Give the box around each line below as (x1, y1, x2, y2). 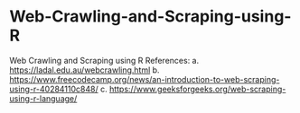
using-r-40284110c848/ (9, 83, 98, 94)
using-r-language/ (9, 92, 78, 104)
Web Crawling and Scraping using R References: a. (9, 55, 200, 65)
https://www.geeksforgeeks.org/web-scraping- (108, 83, 286, 94)
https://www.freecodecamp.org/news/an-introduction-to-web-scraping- (9, 74, 280, 84)
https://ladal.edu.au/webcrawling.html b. (9, 65, 160, 75)
